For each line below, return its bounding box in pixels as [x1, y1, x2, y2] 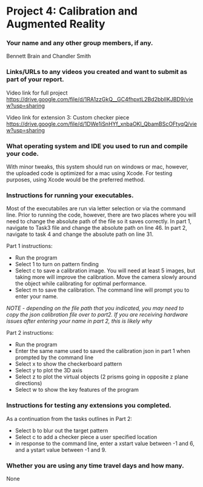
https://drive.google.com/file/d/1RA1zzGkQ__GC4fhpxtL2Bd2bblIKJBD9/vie [6, 95, 194, 102]
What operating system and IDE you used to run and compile [6, 141, 188, 150]
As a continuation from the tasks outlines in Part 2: [6, 415, 132, 422]
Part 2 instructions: [6, 329, 54, 337]
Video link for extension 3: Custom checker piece [6, 113, 130, 121]
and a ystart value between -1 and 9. [15, 446, 107, 453]
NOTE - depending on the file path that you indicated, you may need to [6, 304, 184, 312]
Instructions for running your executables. [6, 191, 134, 200]
